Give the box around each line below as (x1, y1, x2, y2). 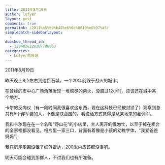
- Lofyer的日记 (9, 53, 38, 58)
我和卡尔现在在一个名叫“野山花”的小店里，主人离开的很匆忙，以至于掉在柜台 (5, 121, 160, 127)
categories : (5, 48, 30, 53)
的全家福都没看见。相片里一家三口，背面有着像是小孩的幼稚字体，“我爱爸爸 (5, 128, 159, 133)
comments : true (5, 21, 36, 26)
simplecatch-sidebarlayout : (5, 30, 63, 35)
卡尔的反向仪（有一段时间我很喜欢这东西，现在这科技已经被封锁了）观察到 (5, 104, 156, 111)
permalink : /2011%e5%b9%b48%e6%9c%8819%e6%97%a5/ (5, 26, 109, 31)
